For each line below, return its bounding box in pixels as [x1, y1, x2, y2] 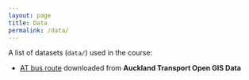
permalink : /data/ [8, 26, 69, 34]
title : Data [8, 19, 48, 27]
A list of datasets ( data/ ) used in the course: [8, 48, 153, 58]
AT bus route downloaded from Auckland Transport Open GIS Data [19, 63, 242, 73]
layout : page [8, 11, 52, 20]
